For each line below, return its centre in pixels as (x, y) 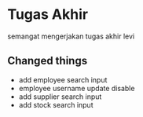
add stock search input (56, 104)
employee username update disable (77, 88)
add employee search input (63, 79)
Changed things (48, 61)
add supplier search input (60, 97)
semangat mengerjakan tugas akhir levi (71, 36)
